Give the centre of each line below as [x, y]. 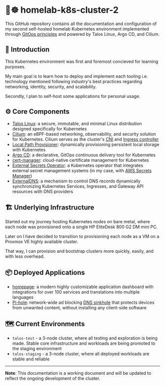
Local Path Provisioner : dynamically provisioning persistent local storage [86, 144]
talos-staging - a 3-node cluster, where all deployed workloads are [81, 354]
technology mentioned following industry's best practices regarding [74, 81]
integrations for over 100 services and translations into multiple [76, 292]
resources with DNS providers [43, 191]
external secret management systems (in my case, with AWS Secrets [82, 170]
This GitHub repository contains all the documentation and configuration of [81, 24]
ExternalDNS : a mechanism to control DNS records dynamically [76, 181]
